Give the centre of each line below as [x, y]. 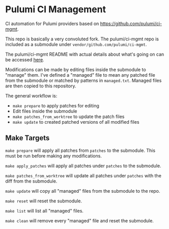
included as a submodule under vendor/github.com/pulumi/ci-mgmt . [76, 44]
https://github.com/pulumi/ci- [131, 24]
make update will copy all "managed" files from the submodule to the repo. [83, 191]
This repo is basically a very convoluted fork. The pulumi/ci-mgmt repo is [82, 39]
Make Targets [27, 138]
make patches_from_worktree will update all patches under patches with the [83, 175]
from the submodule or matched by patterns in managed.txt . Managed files [83, 80]
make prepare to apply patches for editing [56, 105]
